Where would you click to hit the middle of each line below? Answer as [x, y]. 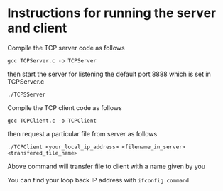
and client [37, 28]
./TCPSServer [27, 94]
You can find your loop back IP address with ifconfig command [98, 180]
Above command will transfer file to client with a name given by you [107, 166]
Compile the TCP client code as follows [65, 107]
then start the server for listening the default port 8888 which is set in [109, 74]
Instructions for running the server [112, 13]
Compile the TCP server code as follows [66, 48]
